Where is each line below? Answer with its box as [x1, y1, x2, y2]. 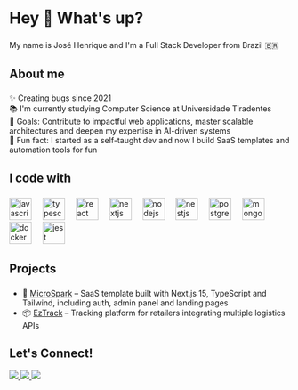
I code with [9, 170, 72, 185]
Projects [9, 262, 57, 277]
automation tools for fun [9, 144, 98, 155]
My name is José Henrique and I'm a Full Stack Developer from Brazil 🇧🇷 [9, 40, 279, 51]
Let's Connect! [9, 346, 93, 362]
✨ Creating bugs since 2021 [9, 93, 112, 103]
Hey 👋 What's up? [9, 8, 144, 28]
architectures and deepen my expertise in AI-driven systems [9, 126, 231, 136]
